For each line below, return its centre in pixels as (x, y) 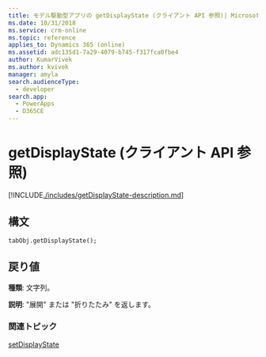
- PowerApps (35, 104)
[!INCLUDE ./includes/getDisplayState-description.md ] (96, 195)
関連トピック (33, 327)
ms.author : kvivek (38, 67)
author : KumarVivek (40, 60)
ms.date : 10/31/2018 (42, 23)
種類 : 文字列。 (31, 287)
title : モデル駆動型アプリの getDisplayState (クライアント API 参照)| (118, 15)
